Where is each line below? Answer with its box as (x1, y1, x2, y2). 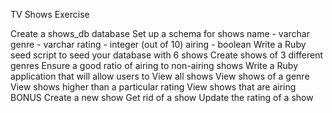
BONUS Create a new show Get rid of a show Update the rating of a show (10, 92, 314, 103)
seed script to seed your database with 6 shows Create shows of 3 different (10, 49, 324, 61)
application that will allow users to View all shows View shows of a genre (10, 70, 310, 82)
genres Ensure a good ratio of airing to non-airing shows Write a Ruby (10, 60, 299, 71)
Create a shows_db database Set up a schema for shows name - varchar (10, 28, 310, 39)
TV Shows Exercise (10, 9, 90, 20)
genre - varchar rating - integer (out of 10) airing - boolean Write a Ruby (10, 39, 307, 50)
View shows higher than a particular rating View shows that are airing (10, 81, 297, 93)
